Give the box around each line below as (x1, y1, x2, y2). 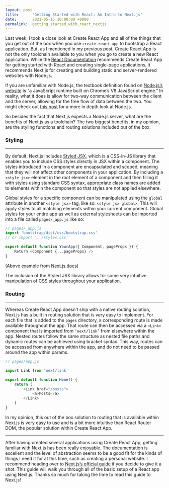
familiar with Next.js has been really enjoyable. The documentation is (5, 445, 148, 451)
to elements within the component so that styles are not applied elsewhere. (5, 185, 161, 191)
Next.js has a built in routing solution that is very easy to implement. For (5, 312, 153, 318)
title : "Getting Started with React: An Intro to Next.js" (5, 12, 143, 17)
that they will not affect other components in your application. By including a (5, 169, 163, 175)
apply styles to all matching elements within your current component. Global (5, 205, 163, 211)
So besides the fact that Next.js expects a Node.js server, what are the (5, 114, 151, 120)
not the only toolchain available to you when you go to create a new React (5, 51, 158, 57)
